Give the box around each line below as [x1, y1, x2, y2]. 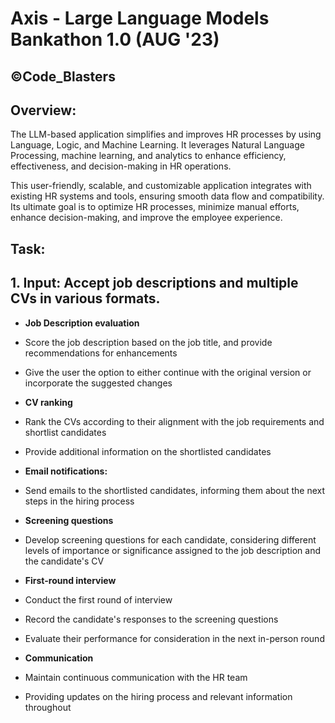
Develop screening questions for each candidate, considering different [24, 533, 317, 546]
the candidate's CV [24, 555, 105, 567]
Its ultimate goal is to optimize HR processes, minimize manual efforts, [10, 201, 300, 213]
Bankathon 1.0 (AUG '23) [10, 28, 220, 51]
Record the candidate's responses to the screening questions [24, 613, 279, 625]
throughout [24, 701, 72, 713]
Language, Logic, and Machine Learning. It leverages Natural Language [10, 139, 305, 151]
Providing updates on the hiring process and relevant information [24, 690, 293, 702]
